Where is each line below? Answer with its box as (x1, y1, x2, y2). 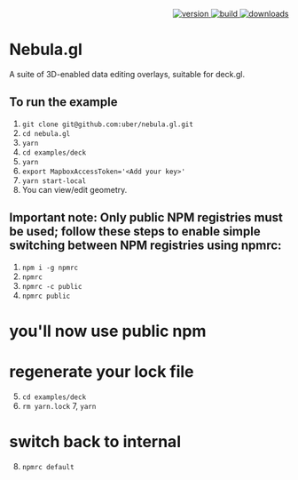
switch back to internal (9, 431, 182, 452)
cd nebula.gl (21, 129, 71, 138)
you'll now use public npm (9, 321, 207, 341)
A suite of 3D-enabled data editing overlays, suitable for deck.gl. (9, 68, 246, 79)
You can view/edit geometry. (21, 184, 128, 195)
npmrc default (21, 462, 74, 471)
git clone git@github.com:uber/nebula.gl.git (21, 120, 193, 129)
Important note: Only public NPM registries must (9, 210, 284, 226)
